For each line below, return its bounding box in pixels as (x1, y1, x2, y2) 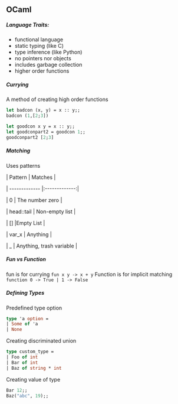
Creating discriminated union (6, 337, 77, 344)
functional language (14, 36, 64, 43)
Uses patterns (6, 162, 41, 169)
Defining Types (6, 289, 45, 297)
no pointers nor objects (14, 55, 72, 62)
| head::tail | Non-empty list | (6, 208, 76, 215)
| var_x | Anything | (6, 230, 52, 238)
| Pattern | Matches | (6, 174, 56, 181)
